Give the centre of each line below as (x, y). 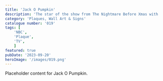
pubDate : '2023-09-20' (28, 55)
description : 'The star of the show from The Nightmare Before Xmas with (82, 14)
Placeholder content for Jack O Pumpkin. (46, 73)
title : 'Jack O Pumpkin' (30, 10)
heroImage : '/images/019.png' (36, 60)
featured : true (20, 50)
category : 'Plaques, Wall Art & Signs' (46, 19)
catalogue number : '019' (30, 23)
